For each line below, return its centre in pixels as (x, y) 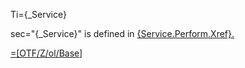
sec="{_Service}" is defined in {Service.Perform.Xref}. (122, 33)
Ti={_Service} (38, 14)
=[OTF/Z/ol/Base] (46, 53)
